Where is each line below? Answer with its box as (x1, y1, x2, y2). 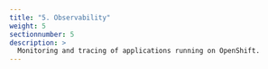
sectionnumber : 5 (9, 30, 75, 39)
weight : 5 (9, 22, 47, 30)
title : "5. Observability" (9, 13, 111, 22)
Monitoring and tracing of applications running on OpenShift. (17, 47, 260, 56)
